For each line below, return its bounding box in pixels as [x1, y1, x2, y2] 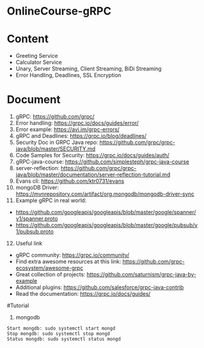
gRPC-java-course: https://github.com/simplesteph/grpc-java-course [15, 158, 189, 165]
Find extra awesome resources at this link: [15, 258, 122, 265]
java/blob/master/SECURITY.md [15, 145, 96, 152]
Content [7, 32, 49, 46]
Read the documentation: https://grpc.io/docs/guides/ [15, 290, 151, 298]
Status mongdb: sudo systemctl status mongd [7, 336, 121, 343]
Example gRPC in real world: [15, 197, 87, 204]
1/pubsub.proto [15, 228, 54, 235]
